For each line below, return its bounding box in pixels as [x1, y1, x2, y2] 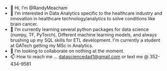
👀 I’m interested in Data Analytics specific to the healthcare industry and [10, 10, 162, 16]
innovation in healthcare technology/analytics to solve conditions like [10, 16, 156, 21]
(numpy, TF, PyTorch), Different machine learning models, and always [10, 32, 157, 38]
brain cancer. [10, 21, 38, 27]
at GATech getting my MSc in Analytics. [10, 43, 93, 48]
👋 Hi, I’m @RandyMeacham [10, 5, 68, 11]
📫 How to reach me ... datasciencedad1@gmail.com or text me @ [10, 54, 149, 59]
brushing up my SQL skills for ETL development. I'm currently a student [10, 37, 160, 43]
